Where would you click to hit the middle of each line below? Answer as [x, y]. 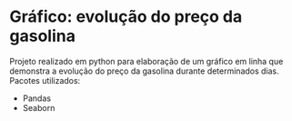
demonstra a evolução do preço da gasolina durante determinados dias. [144, 71]
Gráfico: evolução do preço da [126, 17]
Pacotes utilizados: [45, 80]
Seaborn [39, 107]
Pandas [37, 98]
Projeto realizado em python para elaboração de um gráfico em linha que [146, 61]
